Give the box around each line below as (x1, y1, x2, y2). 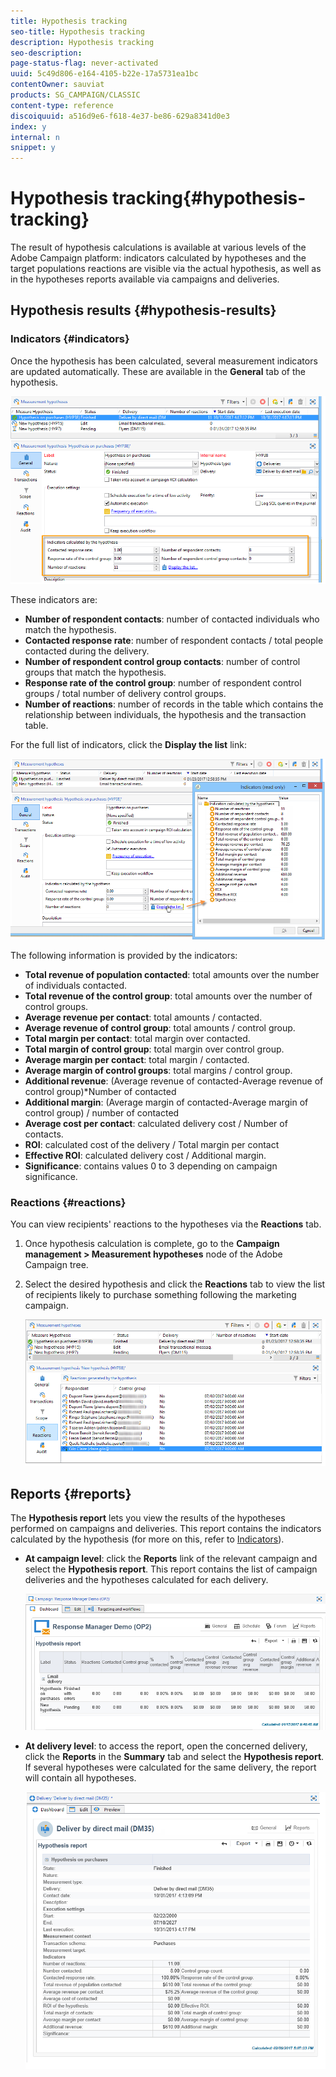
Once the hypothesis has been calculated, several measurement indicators (10, 355, 318, 367)
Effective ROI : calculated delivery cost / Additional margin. (24, 1150, 267, 1162)
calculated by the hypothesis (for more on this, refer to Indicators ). (10, 1533, 285, 1545)
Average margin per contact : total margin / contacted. (24, 1054, 250, 1066)
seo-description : (10, 48, 83, 58)
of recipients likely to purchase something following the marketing (24, 1289, 297, 1301)
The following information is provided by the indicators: (10, 950, 238, 962)
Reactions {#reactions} (10, 1196, 127, 1210)
